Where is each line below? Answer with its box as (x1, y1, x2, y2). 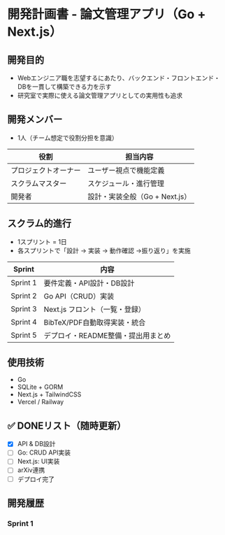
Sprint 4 (10, 317, 37, 327)
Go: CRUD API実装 (17, 448, 71, 457)
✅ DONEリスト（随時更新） (7, 420, 126, 431)
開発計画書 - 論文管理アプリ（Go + (7, 6, 206, 22)
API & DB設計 (17, 440, 56, 448)
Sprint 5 (10, 330, 37, 340)
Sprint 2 (10, 291, 37, 301)
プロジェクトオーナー (10, 165, 82, 175)
